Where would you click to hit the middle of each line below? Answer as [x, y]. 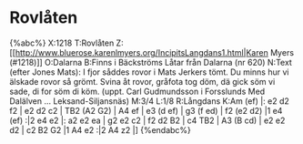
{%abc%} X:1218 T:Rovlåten [62, 43]
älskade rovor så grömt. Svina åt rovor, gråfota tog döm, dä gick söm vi [142, 81]
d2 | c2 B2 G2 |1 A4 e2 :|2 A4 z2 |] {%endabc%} [100, 129]
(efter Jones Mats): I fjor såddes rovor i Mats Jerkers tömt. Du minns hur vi [149, 72]
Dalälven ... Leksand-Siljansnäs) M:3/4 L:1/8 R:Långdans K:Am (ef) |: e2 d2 [149, 101]
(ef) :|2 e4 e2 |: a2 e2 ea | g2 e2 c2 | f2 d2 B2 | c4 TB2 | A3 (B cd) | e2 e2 [147, 120]
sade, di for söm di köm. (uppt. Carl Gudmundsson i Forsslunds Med [137, 91]
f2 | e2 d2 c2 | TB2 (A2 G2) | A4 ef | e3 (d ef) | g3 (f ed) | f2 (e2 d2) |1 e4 [146, 110]
